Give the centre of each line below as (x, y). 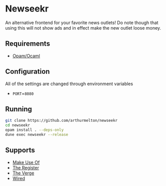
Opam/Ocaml (26, 56)
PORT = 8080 (23, 93)
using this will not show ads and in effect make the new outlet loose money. (83, 28)
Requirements (28, 44)
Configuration (28, 71)
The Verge (23, 173)
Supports (20, 150)
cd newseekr (18, 125)
